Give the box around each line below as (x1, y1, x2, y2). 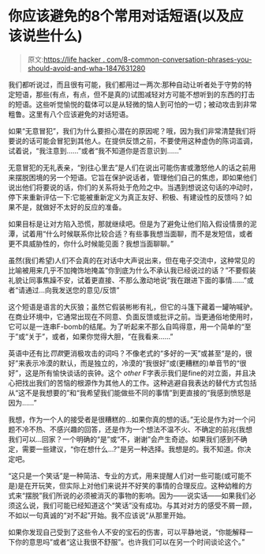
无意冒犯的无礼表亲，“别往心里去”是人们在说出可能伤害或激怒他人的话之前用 (8, 163, 256, 172)
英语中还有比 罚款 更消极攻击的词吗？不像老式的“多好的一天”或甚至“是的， (8, 349, 246, 358)
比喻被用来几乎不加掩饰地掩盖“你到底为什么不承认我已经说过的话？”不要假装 (8, 266, 256, 275)
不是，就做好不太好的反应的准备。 (14, 202, 126, 212)
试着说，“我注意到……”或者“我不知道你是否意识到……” (8, 145, 182, 155)
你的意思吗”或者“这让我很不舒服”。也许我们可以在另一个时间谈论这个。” (14, 537, 245, 546)
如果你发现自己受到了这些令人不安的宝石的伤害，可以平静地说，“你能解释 (8, 527, 247, 537)
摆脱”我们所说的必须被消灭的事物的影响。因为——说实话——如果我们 (24, 491, 250, 500)
